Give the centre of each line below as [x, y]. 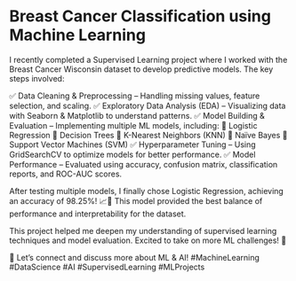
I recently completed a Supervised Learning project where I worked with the [148, 59]
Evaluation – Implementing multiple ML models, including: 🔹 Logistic [133, 125]
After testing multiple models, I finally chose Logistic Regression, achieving [147, 191]
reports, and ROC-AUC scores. [66, 174]
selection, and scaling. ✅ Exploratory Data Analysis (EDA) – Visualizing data [148, 105]
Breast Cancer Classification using [140, 16]
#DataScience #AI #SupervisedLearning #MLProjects [107, 267]
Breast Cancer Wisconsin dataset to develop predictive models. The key [141, 69]
